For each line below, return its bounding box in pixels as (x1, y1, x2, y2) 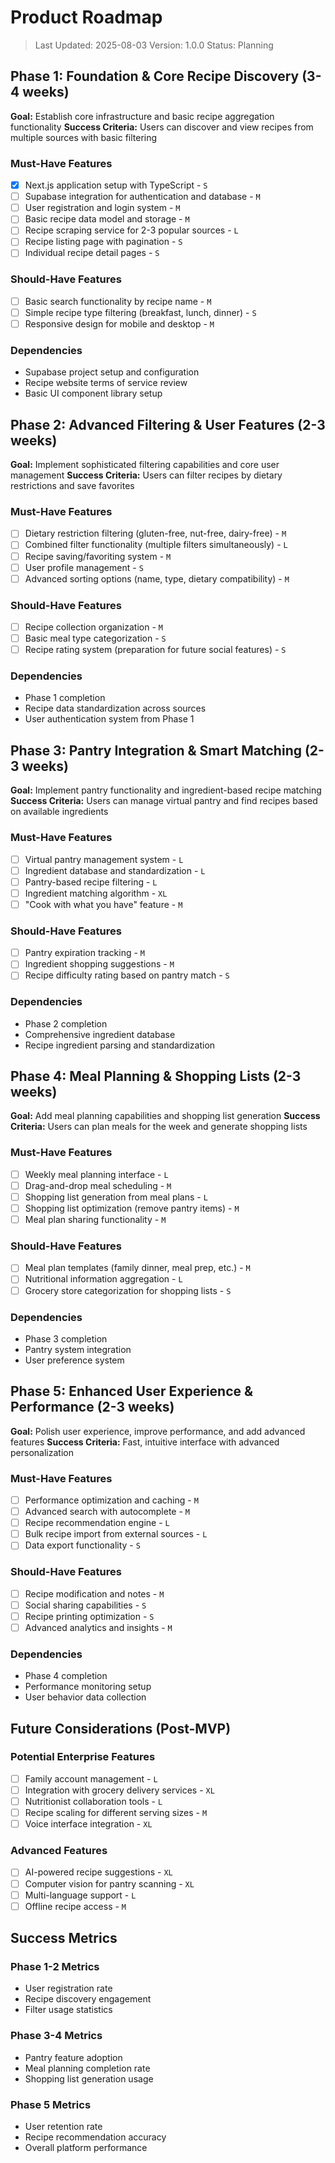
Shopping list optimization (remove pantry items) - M (24, 1202, 240, 1214)
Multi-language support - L (24, 1889, 137, 1901)
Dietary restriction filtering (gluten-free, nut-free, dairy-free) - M (24, 527, 287, 540)
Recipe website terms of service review (24, 377, 188, 389)
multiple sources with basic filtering (10, 131, 158, 143)
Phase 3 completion (24, 1332, 108, 1345)
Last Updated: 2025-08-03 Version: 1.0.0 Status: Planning (34, 39, 274, 51)
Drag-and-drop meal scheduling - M (24, 1179, 172, 1191)
